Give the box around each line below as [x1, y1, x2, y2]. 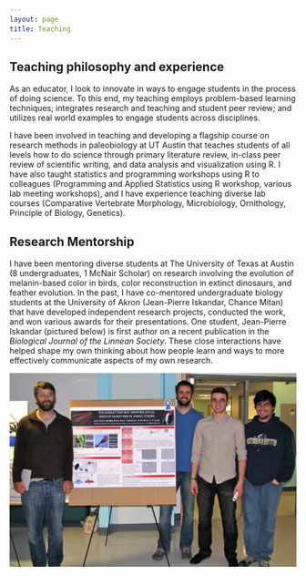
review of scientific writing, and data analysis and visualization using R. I [9, 159, 280, 170]
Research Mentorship [9, 233, 135, 250]
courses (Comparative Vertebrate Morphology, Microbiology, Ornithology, [9, 198, 287, 209]
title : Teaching [9, 24, 71, 34]
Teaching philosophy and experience [9, 59, 225, 75]
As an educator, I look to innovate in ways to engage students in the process [9, 83, 296, 95]
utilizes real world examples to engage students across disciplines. [9, 112, 260, 123]
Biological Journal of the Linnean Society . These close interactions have [9, 335, 282, 346]
